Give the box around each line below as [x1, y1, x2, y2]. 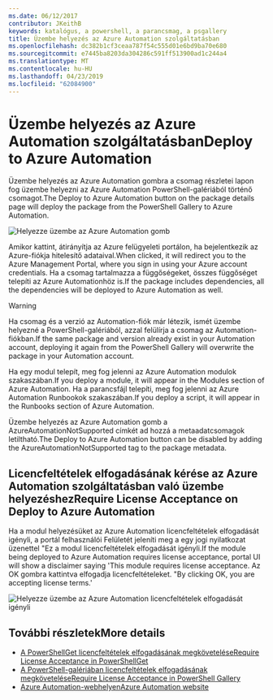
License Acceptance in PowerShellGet [19, 656, 149, 666]
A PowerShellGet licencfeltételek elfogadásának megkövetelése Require [19, 647, 260, 658]
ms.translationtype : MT [8, 58, 89, 66]
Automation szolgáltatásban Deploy [8, 132, 253, 150]
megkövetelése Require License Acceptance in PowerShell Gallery [19, 673, 241, 683]
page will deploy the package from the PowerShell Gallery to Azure [8, 202, 233, 212]
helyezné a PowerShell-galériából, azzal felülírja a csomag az [8, 326, 214, 335]
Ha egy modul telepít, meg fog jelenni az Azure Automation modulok [8, 367, 237, 377]
